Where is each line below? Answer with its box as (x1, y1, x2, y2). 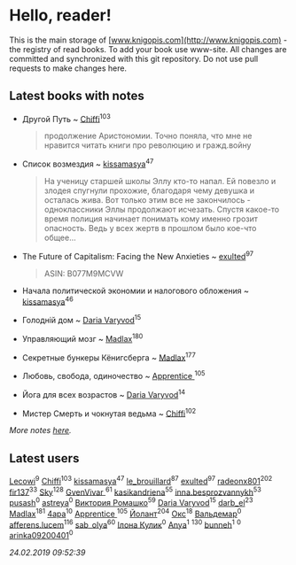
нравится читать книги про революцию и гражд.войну (43, 140, 252, 151)
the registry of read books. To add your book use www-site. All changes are (9, 43, 287, 54)
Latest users (9, 451, 80, 466)
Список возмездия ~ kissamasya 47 (21, 157, 154, 169)
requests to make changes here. (9, 63, 127, 74)
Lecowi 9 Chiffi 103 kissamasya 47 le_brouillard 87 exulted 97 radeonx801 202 (9, 475, 273, 486)
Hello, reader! (9, 5, 113, 26)
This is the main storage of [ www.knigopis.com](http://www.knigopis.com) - (9, 35, 288, 45)
